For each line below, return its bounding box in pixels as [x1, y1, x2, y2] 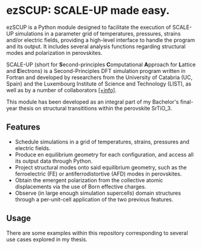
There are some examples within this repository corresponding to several [6, 229, 188, 236]
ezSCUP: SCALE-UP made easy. [6, 4, 170, 17]
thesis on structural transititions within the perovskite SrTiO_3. [18, 104, 172, 112]
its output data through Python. [14, 157, 93, 165]
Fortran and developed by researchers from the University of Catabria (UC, [6, 74, 193, 81]
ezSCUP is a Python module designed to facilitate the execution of [6, 24, 171, 31]
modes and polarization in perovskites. [6, 49, 103, 56]
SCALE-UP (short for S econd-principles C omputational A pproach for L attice [6, 61, 196, 68]
